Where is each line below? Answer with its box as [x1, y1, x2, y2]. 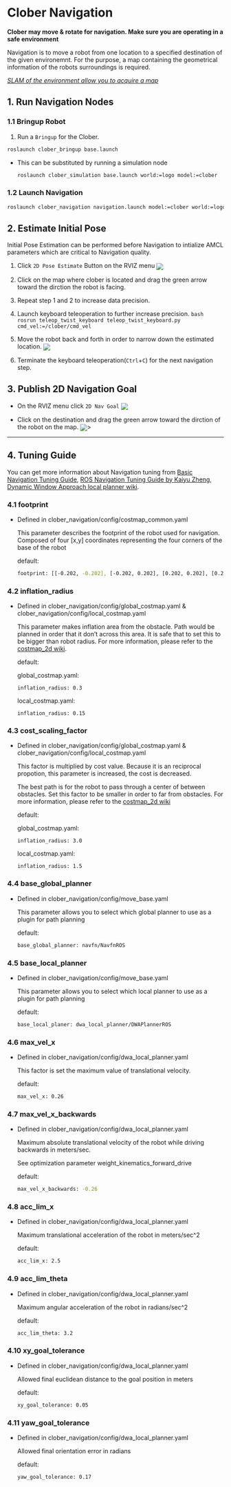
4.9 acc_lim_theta [7, 1274, 68, 1284]
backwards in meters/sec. [16, 1145, 91, 1154]
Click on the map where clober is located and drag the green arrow [16, 275, 208, 284]
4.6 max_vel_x [7, 1037, 56, 1047]
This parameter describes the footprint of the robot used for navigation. [16, 528, 220, 537]
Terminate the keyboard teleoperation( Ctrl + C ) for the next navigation [16, 356, 213, 364]
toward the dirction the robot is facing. [16, 282, 126, 291]
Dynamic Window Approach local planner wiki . [7, 482, 140, 490]
